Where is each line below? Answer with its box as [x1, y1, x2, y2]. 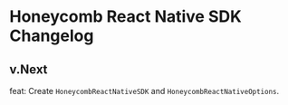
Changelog [9, 25, 94, 46]
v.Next [9, 62, 48, 77]
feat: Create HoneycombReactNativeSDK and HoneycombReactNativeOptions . [9, 86, 280, 96]
